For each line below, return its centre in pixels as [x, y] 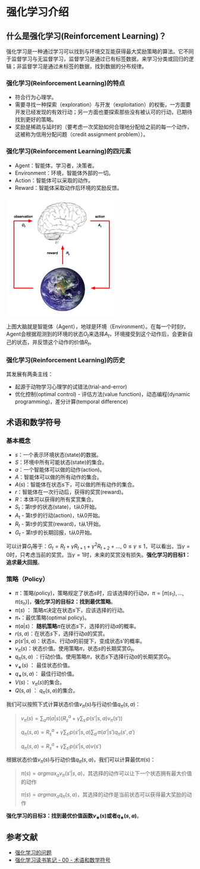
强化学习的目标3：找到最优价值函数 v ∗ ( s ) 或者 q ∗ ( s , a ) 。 [74, 816]
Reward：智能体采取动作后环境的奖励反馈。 [68, 187]
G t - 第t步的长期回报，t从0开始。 [55, 533]
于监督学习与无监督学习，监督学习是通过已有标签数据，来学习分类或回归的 [97, 59]
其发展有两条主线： [30, 374]
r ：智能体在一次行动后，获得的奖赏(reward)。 [71, 492]
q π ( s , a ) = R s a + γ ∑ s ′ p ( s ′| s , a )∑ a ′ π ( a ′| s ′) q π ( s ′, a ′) [78, 732]
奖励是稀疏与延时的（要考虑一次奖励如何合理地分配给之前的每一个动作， [103, 127]
